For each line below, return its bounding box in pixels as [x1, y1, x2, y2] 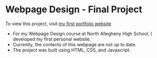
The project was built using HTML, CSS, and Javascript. [12, 47, 131, 53]
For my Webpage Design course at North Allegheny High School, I [12, 30, 152, 36]
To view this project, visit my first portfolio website [5, 21, 111, 27]
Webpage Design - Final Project [5, 4, 142, 15]
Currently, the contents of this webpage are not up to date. [12, 41, 137, 47]
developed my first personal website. [12, 36, 91, 42]
